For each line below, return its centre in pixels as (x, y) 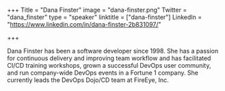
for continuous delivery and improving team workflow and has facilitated (109, 58)
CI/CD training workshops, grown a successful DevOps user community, (109, 65)
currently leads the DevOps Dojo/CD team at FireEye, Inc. (88, 80)
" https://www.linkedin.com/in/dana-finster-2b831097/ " (84, 24)
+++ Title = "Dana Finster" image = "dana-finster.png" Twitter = (97, 10)
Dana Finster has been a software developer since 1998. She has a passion (113, 51)
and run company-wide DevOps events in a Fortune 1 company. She (103, 73)
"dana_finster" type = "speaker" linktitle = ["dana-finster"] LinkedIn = (105, 17)
